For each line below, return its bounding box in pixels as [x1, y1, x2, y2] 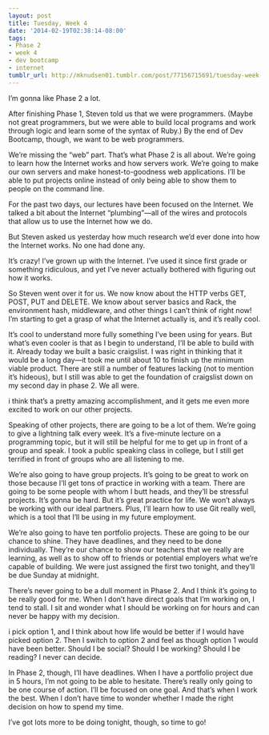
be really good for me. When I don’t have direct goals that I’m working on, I [8, 594, 255, 604]
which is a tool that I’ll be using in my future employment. [8, 512, 196, 521]
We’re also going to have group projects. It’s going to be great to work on [8, 469, 249, 479]
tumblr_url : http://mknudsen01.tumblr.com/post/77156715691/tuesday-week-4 [8, 71, 267, 79]
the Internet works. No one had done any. [8, 240, 146, 250]
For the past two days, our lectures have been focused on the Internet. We [8, 199, 254, 209]
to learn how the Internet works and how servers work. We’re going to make [8, 158, 259, 168]
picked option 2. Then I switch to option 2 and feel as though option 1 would [8, 635, 259, 645]
